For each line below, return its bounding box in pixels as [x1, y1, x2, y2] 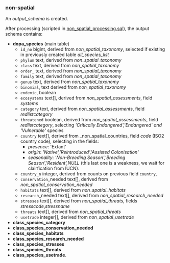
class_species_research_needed [12, 236, 84, 242]
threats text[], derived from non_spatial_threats [20, 208, 121, 215]
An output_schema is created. [5, 16, 68, 22]
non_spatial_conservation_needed [20, 181, 93, 188]
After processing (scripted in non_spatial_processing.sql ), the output [5, 25, 150, 32]
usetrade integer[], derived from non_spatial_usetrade [20, 214, 134, 220]
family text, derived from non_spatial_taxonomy [20, 73, 122, 80]
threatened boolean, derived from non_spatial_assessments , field [20, 117, 158, 123]
